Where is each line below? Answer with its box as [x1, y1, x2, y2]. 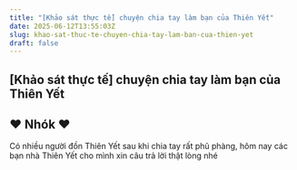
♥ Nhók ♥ [9, 117, 71, 132]
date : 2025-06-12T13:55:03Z [9, 22, 116, 31]
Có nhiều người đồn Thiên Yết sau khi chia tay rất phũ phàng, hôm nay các [9, 141, 289, 152]
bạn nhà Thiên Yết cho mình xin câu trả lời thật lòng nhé [9, 150, 218, 161]
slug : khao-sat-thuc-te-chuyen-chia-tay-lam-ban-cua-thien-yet [9, 30, 254, 39]
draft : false [9, 38, 59, 48]
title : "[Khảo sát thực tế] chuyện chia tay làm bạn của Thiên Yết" [9, 13, 274, 23]
